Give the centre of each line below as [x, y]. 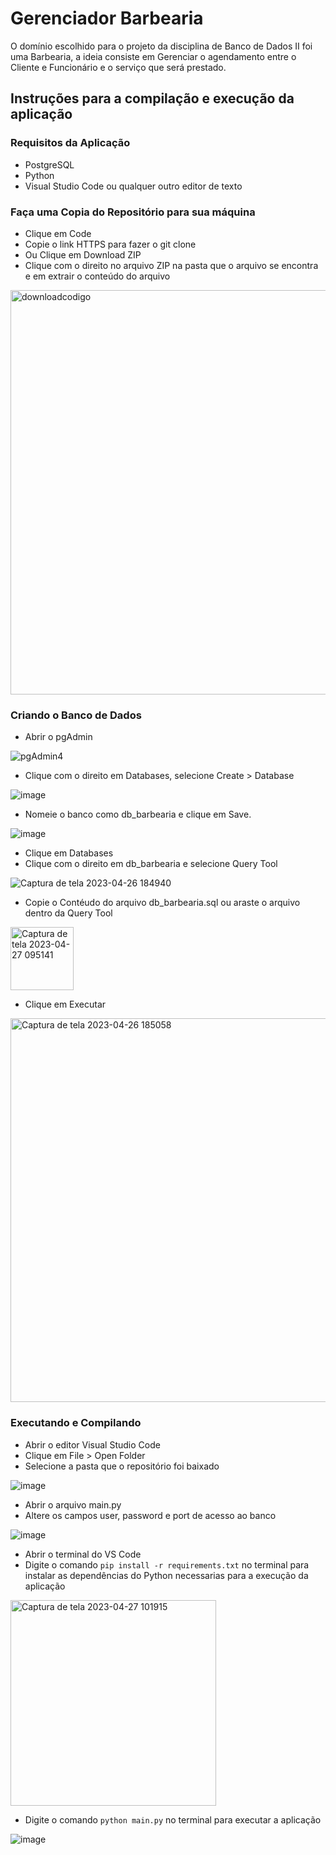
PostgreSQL [49, 164]
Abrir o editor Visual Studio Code [92, 1444]
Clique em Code [58, 233]
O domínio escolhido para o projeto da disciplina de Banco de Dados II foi [161, 46]
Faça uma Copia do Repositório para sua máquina [133, 212]
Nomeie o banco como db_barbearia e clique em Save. [138, 814]
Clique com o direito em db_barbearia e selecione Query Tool [151, 864]
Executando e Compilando [76, 1423]
